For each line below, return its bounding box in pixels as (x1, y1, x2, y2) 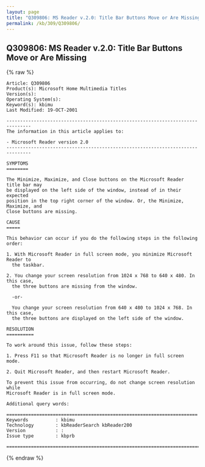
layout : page (6, 9, 40, 15)
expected (6, 193, 29, 199)
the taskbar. (12, 262, 45, 269)
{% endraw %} (6, 454, 44, 462)
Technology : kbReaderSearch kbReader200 (6, 422, 132, 429)
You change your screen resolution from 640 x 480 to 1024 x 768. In (12, 305, 192, 311)
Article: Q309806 (6, 81, 51, 87)
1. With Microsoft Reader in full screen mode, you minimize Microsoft (6, 252, 192, 258)
